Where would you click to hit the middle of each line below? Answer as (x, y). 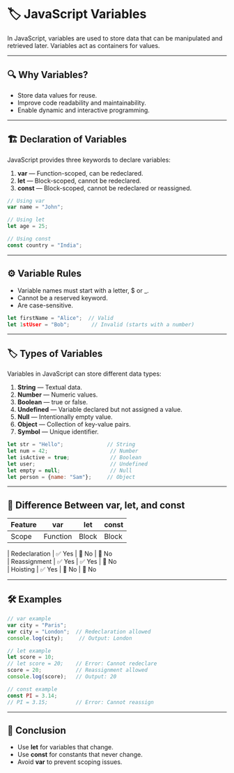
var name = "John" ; (36, 207)
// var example (29, 619)
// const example (32, 689)
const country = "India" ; (45, 245)
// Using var (26, 201)
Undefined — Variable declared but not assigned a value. (100, 410)
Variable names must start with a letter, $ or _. (83, 290)
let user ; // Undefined (78, 464)
